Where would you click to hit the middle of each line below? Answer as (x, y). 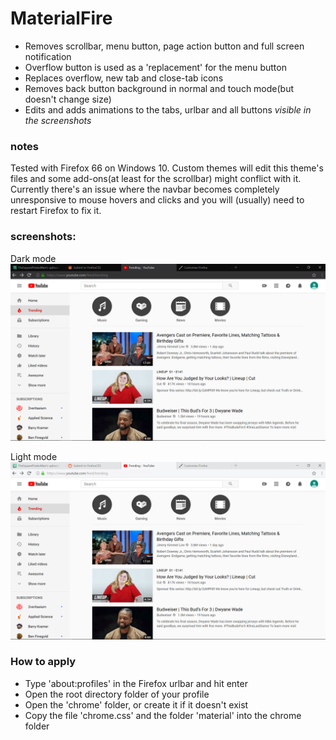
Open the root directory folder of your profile (117, 694)
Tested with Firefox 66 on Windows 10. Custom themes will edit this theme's (167, 168)
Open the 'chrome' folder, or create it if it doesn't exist (136, 704)
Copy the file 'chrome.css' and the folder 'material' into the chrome (163, 715)
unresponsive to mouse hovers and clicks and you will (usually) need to (157, 200)
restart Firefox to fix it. (56, 211)
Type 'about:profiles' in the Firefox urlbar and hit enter (136, 683)
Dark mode (33, 258)
